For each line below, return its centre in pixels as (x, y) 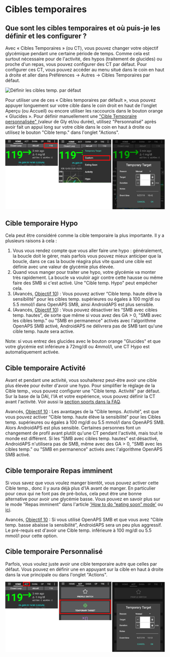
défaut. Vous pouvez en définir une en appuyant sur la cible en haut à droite (84, 569)
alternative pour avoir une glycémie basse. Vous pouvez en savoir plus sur (83, 499)
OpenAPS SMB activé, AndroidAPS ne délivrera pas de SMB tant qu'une (88, 326)
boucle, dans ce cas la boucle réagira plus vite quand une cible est (82, 262)
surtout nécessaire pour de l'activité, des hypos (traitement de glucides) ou (84, 59)
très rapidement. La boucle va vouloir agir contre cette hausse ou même (88, 278)
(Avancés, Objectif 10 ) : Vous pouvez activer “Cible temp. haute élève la (87, 294)
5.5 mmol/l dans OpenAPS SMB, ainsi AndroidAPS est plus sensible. (83, 305)
